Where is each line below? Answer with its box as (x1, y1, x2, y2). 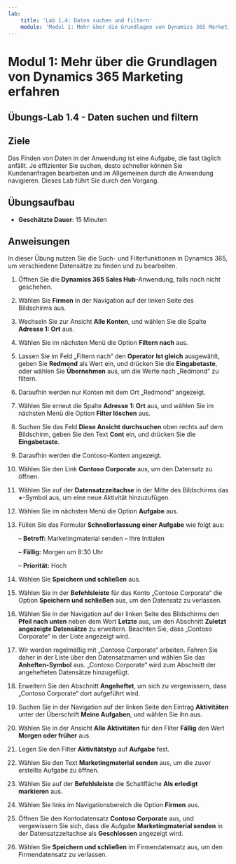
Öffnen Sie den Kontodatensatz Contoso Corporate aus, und (18, 814, 195, 823)
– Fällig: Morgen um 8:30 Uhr (18, 548, 104, 556)
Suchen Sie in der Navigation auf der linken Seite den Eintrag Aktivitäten (18, 703, 229, 712)
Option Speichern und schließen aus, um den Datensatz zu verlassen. (18, 596, 223, 605)
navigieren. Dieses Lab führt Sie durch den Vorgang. (8, 176, 160, 185)
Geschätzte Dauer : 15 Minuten (18, 215, 107, 223)
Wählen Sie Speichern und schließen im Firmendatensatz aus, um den (18, 843, 223, 851)
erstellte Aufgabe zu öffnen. (18, 766, 99, 775)
